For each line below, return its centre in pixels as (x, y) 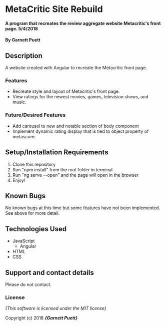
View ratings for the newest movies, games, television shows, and (80, 97)
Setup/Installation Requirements (57, 153)
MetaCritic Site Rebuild (54, 9)
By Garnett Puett (23, 40)
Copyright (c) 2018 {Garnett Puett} (41, 318)
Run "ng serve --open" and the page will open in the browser (75, 175)
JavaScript (23, 241)
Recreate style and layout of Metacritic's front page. (66, 91)
